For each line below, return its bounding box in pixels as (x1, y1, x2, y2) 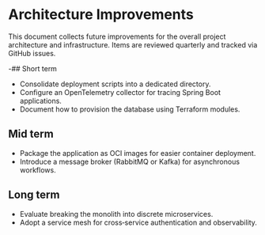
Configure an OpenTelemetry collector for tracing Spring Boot (19, 87, 221, 97)
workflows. (19, 165, 57, 175)
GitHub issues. (8, 48, 56, 58)
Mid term (8, 127, 54, 141)
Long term (8, 188, 60, 202)
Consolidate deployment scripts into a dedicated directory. (19, 79, 211, 89)
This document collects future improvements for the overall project (8, 32, 226, 41)
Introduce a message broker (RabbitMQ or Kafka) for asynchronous (19, 157, 240, 166)
